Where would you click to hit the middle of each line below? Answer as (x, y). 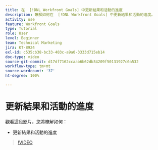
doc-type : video (22, 57)
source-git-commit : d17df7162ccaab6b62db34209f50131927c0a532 (72, 62)
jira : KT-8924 (20, 47)
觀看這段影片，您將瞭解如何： (36, 121)
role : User (17, 33)
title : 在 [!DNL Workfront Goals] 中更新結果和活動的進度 (64, 10)
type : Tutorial (21, 29)
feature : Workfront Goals (32, 24)
